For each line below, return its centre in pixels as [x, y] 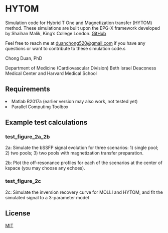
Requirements [28, 89]
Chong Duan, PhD [24, 58]
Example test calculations [46, 123]
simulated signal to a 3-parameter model [47, 197]
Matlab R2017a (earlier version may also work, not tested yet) [75, 101]
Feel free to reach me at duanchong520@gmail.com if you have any [75, 43]
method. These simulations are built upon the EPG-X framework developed [83, 28]
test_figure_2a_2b [28, 137]
